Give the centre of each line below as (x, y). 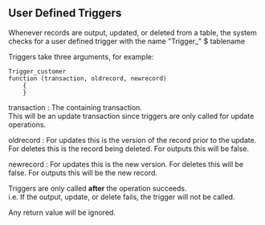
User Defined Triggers (65, 13)
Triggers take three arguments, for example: (81, 56)
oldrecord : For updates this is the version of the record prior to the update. (132, 140)
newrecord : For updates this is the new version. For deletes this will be (126, 164)
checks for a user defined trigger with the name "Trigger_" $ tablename (127, 41)
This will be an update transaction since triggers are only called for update (131, 116)
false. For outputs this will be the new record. (83, 173)
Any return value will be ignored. (62, 212)
